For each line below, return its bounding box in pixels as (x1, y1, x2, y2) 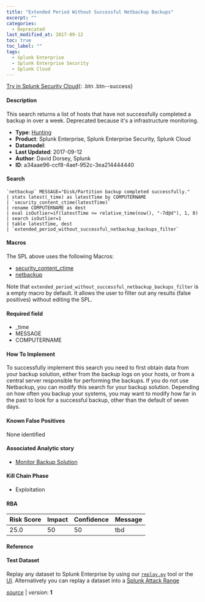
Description (6, 96, 37, 104)
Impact (47, 515, 69, 524)
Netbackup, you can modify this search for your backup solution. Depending (6, 384, 199, 391)
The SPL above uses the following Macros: (6, 252, 114, 260)
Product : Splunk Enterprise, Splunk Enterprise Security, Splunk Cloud (15, 135, 191, 143)
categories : (6, 20, 37, 26)
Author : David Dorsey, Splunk (15, 154, 91, 162)
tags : (6, 49, 20, 55)
